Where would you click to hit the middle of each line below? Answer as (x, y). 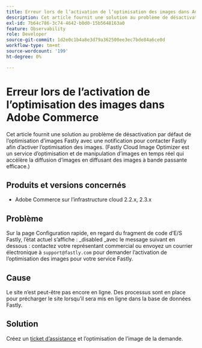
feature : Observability (36, 29)
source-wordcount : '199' (37, 51)
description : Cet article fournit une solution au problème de (87, 17)
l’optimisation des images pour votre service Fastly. (70, 259)
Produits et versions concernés (66, 185)
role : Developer (26, 34)
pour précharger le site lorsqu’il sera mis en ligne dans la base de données (99, 299)
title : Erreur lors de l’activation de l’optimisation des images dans (98, 12)
